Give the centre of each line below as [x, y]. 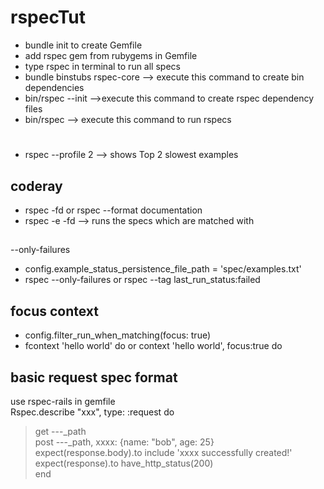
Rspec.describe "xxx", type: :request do [92, 412]
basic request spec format [94, 377]
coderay [36, 186]
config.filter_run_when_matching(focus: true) [118, 335]
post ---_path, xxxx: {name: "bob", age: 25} [124, 442]
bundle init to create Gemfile [83, 45]
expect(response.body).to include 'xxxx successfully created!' [163, 452]
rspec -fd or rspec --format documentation [113, 210]
